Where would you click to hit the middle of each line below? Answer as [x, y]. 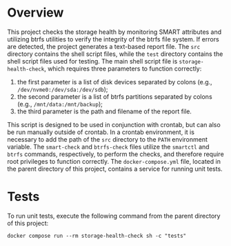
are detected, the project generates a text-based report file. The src [104, 46]
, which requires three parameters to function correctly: [123, 68]
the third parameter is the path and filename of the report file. [104, 111]
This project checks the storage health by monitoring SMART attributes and [114, 32]
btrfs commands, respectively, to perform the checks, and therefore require [115, 154]
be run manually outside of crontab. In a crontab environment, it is [101, 132]
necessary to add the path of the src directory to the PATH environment [108, 139]
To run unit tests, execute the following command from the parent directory [114, 216]
